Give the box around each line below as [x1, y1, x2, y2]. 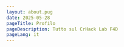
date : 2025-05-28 [6, 15, 50, 21]
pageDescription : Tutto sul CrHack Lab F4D [6, 26, 119, 32]
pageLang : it [6, 32, 40, 38]
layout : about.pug [6, 9, 53, 15]
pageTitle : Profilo [6, 20, 56, 26]
